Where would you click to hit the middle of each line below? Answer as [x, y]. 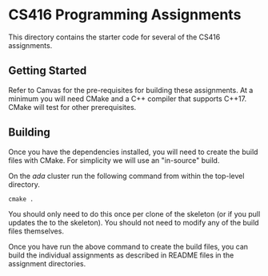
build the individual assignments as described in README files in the [121, 255]
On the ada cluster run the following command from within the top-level [126, 176]
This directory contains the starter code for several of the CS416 [114, 37]
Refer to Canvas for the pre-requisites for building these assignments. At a [131, 90]
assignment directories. [47, 263]
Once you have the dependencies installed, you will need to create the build [133, 152]
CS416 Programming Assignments [125, 15]
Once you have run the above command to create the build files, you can [128, 246]
